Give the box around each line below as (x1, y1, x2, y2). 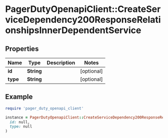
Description (46, 59, 75, 66)
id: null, (9, 120, 30, 125)
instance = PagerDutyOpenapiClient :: (5, 115, 84, 120)
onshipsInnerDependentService (5, 25, 141, 36)
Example (5, 93, 33, 101)
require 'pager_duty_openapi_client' (5, 106, 84, 111)
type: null (9, 124, 32, 129)
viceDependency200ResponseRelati (5, 14, 161, 25)
